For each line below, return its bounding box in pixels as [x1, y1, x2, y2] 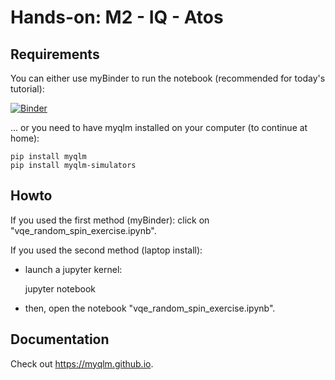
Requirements [10, 46, 100, 63]
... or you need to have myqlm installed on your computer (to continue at [10, 122, 308, 133]
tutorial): [10, 83, 45, 95]
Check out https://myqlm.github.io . [10, 357, 154, 370]
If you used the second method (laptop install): [10, 244, 203, 256]
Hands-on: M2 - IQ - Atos [10, 6, 224, 29]
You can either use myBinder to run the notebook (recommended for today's [10, 72, 326, 84]
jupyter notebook [24, 282, 96, 295]
